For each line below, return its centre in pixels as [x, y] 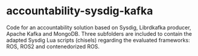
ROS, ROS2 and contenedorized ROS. [53, 46]
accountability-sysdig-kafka [80, 11]
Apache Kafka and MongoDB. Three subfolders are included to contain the [99, 33]
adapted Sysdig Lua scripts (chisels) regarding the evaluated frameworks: [98, 40]
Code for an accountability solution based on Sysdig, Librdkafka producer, [99, 27]
